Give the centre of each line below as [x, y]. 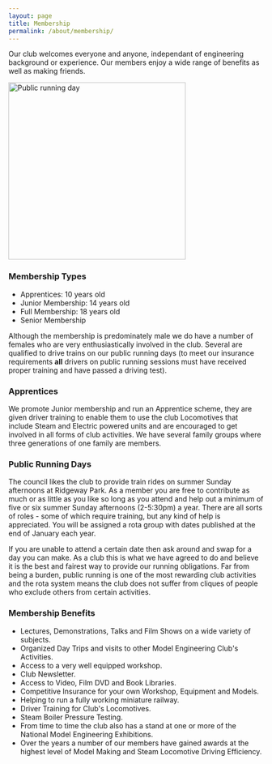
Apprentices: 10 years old [62, 294]
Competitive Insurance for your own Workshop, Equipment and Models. [139, 691]
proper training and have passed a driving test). [88, 370]
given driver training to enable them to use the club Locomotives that [123, 417]
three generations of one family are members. [85, 443]
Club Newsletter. [48, 674]
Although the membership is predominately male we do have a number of [131, 335]
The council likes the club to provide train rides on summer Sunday [120, 482]
